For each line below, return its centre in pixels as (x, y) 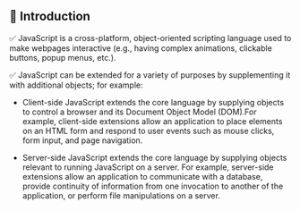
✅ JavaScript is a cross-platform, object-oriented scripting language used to (150, 38)
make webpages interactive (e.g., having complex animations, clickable (141, 48)
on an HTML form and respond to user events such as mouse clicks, (148, 130)
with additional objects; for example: (76, 85)
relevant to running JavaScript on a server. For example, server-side (148, 167)
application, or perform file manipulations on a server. (121, 195)
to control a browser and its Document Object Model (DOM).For (139, 112)
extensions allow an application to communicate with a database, (142, 176)
